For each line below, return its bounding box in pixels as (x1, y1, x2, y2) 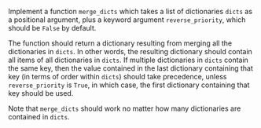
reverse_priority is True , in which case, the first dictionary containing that (8, 80, 250, 90)
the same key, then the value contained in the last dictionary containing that (8, 64, 253, 73)
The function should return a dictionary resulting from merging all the (8, 38, 233, 48)
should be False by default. (8, 24, 97, 32)
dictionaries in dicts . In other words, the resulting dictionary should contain (8, 47, 253, 56)
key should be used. (8, 89, 74, 97)
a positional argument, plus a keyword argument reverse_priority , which (8, 15, 246, 24)
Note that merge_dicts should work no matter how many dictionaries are (8, 104, 241, 113)
